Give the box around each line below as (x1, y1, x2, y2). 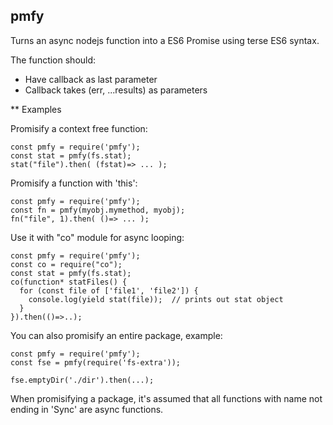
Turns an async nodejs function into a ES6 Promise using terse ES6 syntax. (10, 34, 320, 46)
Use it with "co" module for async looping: (10, 231, 185, 243)
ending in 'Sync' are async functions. (10, 403, 164, 415)
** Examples (10, 103, 62, 115)
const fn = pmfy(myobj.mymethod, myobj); (10, 205, 186, 215)
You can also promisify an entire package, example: (10, 329, 223, 341)
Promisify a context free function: (10, 122, 148, 134)
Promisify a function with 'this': (10, 177, 138, 189)
